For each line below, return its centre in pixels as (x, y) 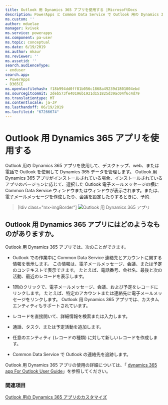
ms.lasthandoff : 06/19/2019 (34, 107)
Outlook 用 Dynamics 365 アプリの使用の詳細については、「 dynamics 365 (81, 365)
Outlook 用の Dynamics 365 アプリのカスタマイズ (56, 397)
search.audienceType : (28, 65)
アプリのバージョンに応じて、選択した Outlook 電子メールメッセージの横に (82, 184)
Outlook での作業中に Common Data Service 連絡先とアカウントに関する (87, 257)
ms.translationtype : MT (30, 98)
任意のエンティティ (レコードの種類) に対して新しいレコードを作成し (83, 337)
